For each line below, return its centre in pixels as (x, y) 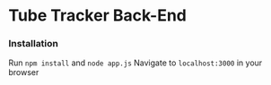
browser (24, 72)
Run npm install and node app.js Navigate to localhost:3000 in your (135, 63)
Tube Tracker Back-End (98, 16)
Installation (34, 44)
